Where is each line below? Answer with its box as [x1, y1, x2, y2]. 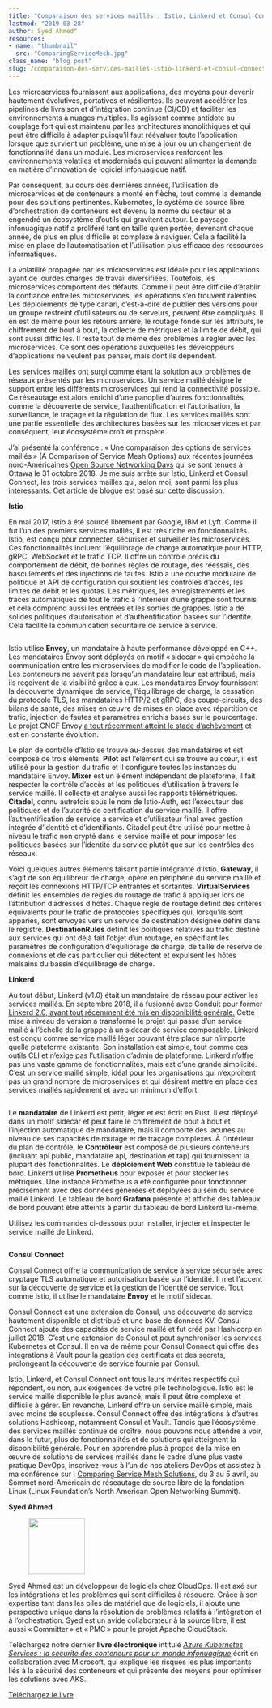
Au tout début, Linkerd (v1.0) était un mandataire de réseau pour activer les [8, 990, 259, 1000]
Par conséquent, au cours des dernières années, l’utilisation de [8, 180, 219, 190]
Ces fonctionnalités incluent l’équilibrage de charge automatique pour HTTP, [8, 542, 263, 552]
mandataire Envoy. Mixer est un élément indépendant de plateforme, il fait [8, 771, 256, 781]
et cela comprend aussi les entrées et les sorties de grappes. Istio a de [8, 603, 244, 613]
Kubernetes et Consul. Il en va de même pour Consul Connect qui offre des [8, 1341, 259, 1351]
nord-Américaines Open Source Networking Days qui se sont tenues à [8, 460, 243, 469]
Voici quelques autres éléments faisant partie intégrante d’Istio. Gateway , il [8, 864, 259, 874]
